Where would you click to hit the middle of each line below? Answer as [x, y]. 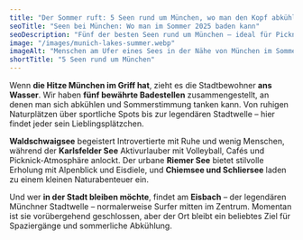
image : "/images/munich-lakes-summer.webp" [92, 43]
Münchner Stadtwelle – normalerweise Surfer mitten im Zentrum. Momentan [151, 207]
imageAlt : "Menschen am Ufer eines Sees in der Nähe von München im [141, 51]
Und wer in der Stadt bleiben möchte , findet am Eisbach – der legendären [148, 197]
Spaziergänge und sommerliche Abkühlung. [91, 226]
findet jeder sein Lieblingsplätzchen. [77, 124]
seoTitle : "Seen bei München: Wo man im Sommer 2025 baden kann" [134, 26]
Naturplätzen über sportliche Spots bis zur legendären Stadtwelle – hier [142, 114]
